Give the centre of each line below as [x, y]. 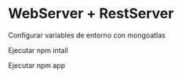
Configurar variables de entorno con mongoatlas [87, 35]
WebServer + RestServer [91, 14]
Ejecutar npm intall [38, 50]
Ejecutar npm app [37, 65]
